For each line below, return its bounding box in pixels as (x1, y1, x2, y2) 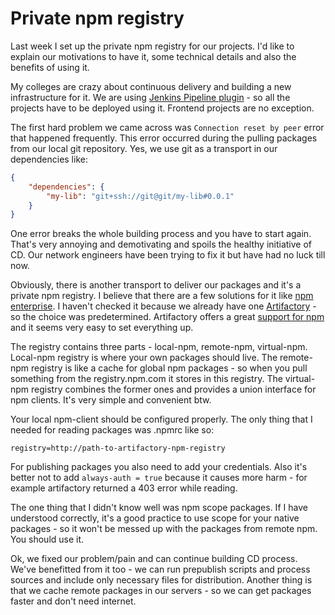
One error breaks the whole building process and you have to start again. (10, 228, 312, 240)
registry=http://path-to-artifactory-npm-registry (10, 443, 226, 454)
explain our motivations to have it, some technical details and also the (10, 50, 297, 62)
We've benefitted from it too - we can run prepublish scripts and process (10, 563, 311, 576)
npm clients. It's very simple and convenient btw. (10, 394, 212, 406)
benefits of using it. (10, 61, 90, 73)
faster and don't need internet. (10, 595, 137, 607)
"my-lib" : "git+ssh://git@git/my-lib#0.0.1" (46, 191, 235, 201)
